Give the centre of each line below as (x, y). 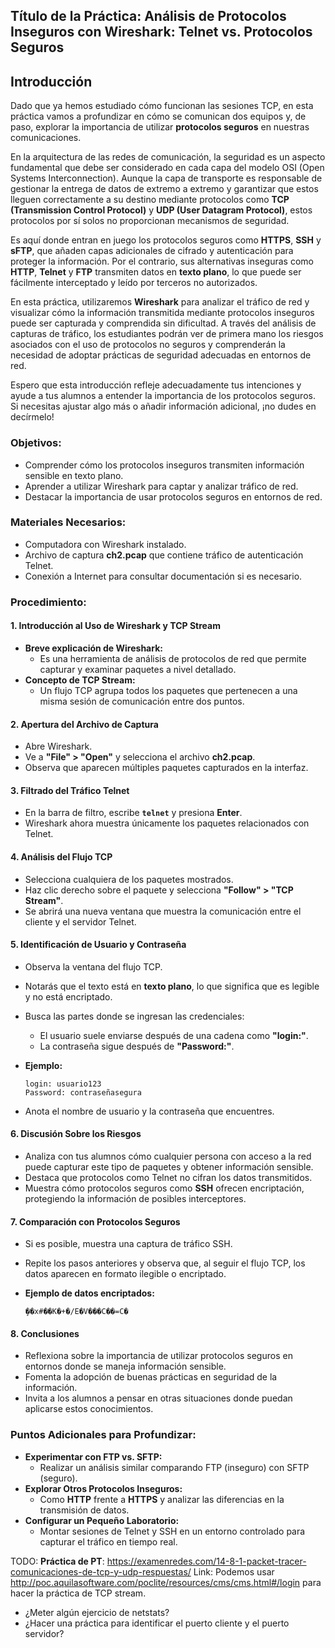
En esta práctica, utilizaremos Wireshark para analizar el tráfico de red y (160, 302)
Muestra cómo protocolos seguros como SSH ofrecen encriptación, (164, 1188)
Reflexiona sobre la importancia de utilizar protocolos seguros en (158, 1356)
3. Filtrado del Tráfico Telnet (70, 790)
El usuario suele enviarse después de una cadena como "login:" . (174, 1035)
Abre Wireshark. (58, 746)
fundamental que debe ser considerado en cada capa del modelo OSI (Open (167, 168)
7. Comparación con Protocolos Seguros (95, 1221)
